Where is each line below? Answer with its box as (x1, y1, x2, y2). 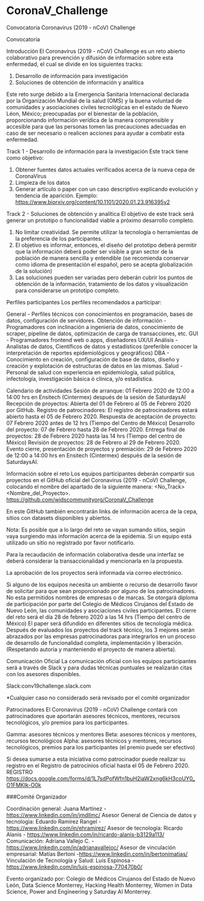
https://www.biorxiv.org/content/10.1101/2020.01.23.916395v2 (15, 198, 171, 205)
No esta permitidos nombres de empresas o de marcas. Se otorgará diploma (6, 594, 199, 601)
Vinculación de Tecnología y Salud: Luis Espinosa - (6, 856, 135, 864)
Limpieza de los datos (15, 179, 71, 186)
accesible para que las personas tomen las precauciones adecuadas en (6, 123, 186, 130)
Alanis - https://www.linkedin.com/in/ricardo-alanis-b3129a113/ (6, 830, 164, 838)
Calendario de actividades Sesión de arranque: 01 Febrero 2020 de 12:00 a (6, 386, 195, 394)
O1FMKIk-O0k (6, 781, 41, 788)
